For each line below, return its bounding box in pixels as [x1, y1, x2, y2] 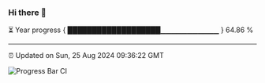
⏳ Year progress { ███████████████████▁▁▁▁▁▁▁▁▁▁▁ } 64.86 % [8, 25, 254, 34]
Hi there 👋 [8, 7, 47, 18]
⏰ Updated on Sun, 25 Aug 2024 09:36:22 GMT [8, 51, 164, 60]
